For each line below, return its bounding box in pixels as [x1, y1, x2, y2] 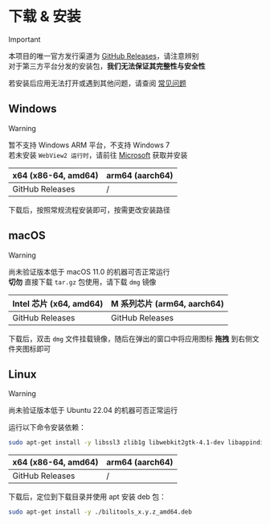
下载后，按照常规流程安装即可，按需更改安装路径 [8, 204, 170, 214]
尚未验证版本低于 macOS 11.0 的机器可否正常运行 [8, 266, 170, 276]
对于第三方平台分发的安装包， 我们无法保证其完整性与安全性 [8, 61, 206, 71]
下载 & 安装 [8, 7, 82, 26]
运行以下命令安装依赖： [8, 423, 86, 432]
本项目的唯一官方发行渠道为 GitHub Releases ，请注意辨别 [8, 51, 199, 60]
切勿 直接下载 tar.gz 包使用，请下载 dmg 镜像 [8, 277, 157, 287]
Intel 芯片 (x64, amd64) [12, 298, 104, 309]
